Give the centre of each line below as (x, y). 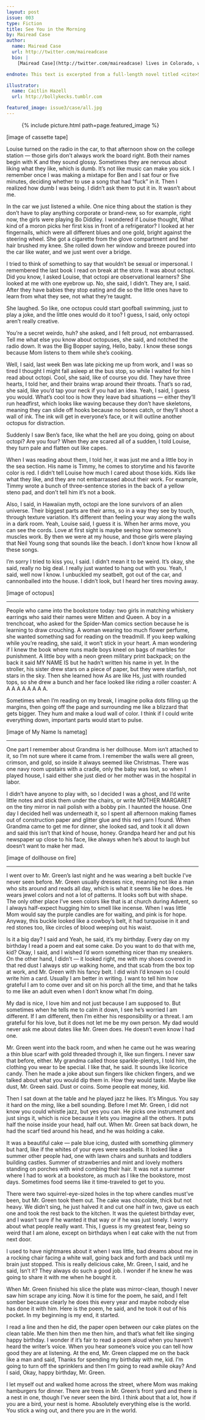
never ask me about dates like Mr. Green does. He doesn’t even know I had (101, 1029)
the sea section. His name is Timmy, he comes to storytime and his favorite (101, 466)
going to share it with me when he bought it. (62, 1277)
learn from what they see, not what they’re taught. (69, 296)
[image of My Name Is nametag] (47, 732)
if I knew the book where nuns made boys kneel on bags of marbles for (96, 649)
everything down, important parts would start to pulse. (75, 719)
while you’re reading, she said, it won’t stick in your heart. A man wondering (102, 643)
